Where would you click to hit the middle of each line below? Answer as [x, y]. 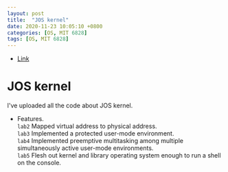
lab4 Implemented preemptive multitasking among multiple [100, 141]
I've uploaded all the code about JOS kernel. [70, 106]
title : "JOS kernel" [38, 20]
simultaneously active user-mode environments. [85, 148]
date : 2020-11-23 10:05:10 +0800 [55, 26]
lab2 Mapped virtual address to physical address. [87, 126]
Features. [31, 119]
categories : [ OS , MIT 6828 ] [47, 33]
